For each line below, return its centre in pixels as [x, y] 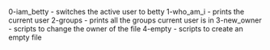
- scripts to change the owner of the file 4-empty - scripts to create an [126, 29]
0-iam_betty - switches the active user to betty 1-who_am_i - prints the [127, 12]
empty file [25, 37]
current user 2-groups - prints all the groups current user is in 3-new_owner [135, 20]
